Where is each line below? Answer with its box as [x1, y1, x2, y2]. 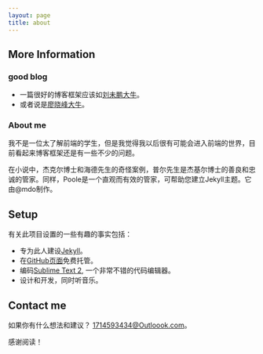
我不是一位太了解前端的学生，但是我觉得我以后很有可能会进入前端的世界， [8, 139, 249, 148]
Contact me [8, 298, 67, 312]
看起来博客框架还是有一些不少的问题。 [14, 148, 139, 157]
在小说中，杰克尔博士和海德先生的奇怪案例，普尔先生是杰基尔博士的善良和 [8, 165, 249, 175]
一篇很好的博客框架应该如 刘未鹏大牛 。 [19, 90, 144, 99]
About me [8, 120, 47, 131]
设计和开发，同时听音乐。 [19, 276, 103, 285]
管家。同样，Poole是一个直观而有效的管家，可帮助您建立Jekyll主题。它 [21, 175, 252, 184]
